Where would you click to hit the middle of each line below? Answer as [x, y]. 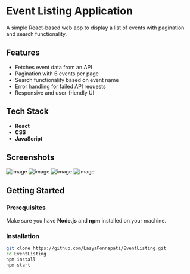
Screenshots [30, 157]
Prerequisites [26, 208]
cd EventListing [26, 254]
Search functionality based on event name [67, 80]
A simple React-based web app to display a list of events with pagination [95, 28]
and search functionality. [37, 34]
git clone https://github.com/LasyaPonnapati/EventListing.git [86, 249]
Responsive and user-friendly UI [54, 92]
